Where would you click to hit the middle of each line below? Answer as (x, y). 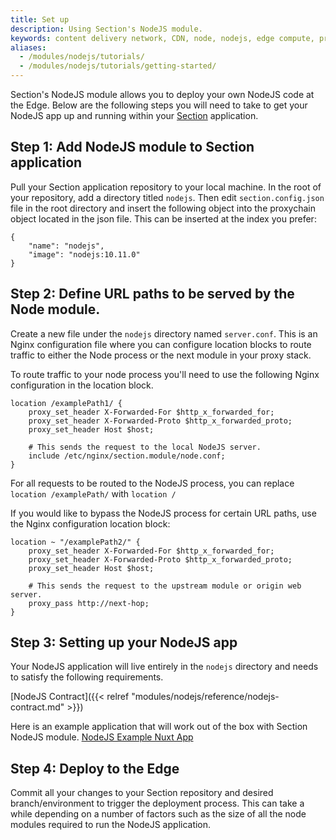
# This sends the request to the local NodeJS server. (145, 447)
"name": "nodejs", (66, 246)
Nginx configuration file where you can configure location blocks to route (161, 344)
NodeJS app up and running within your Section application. (134, 115)
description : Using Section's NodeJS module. (106, 29)
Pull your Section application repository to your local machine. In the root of (166, 187)
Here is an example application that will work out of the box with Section (159, 727)
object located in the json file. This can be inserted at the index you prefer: (163, 218)
